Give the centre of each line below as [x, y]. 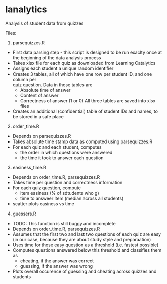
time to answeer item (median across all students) [72, 198]
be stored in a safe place [38, 116]
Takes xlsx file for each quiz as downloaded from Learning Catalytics [84, 63]
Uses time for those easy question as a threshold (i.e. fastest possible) [86, 245]
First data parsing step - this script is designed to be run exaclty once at [87, 52]
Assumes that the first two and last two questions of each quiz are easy [87, 234]
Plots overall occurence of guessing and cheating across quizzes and [85, 271]
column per [24, 79]
